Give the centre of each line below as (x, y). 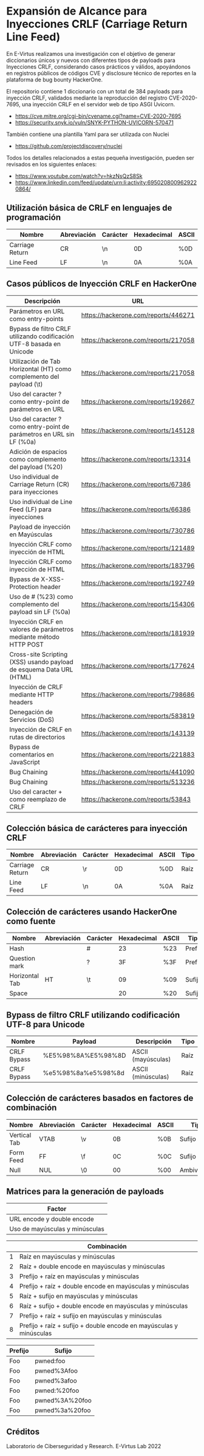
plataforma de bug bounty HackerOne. (55, 80)
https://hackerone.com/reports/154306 (138, 604)
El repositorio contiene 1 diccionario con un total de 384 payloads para (95, 91)
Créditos (23, 1432)
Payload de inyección (40, 526)
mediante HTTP (32, 695)
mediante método (34, 637)
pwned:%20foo (57, 1390)
